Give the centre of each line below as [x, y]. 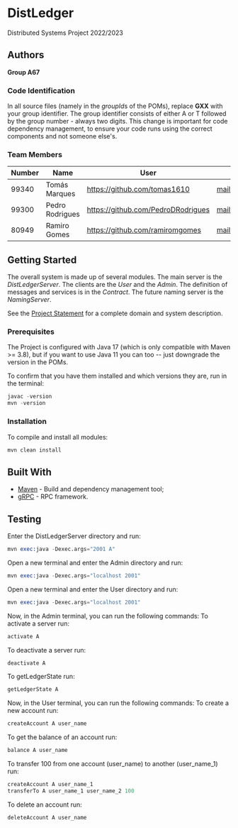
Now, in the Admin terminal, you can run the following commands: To [108, 616]
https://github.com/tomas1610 [138, 190]
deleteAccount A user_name [47, 817]
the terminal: [26, 383]
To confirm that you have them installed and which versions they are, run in [117, 376]
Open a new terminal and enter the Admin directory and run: [95, 562]
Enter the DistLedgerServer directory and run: [74, 536]
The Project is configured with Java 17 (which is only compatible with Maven [119, 347]
